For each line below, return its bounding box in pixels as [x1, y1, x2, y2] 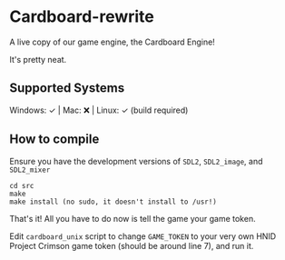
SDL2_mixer [9, 165, 51, 175]
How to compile [9, 132, 100, 147]
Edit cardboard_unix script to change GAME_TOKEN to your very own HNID [9, 230, 277, 242]
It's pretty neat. [9, 54, 67, 65]
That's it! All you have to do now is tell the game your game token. [9, 213, 256, 224]
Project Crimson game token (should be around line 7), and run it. [9, 240, 254, 251]
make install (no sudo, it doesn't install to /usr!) [9, 197, 218, 206]
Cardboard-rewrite [9, 6, 154, 27]
